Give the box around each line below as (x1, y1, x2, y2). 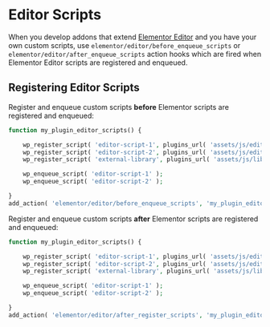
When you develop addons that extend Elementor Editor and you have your (8, 32, 257, 42)
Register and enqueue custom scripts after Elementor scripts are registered (8, 214, 259, 224)
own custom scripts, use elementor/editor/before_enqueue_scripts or (8, 40, 241, 50)
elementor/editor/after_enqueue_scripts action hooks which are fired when (8, 49, 262, 59)
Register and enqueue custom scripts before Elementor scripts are (8, 102, 229, 111)
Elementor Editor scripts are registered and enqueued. (8, 58, 188, 67)
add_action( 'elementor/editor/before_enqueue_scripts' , (8, 199, 203, 208)
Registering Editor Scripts (8, 81, 140, 95)
